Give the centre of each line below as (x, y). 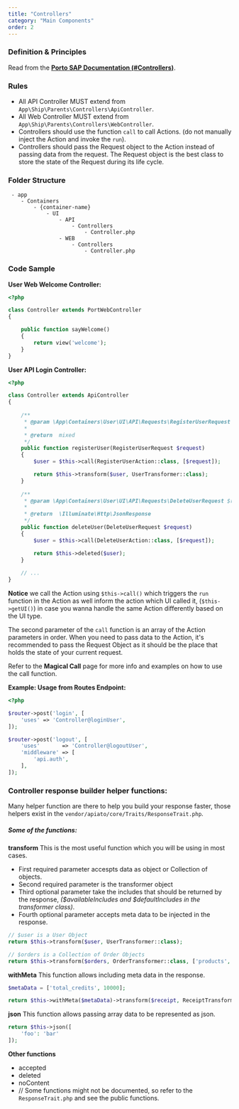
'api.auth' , (51, 759)
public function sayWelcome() (66, 330)
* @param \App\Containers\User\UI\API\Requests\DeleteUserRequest (124, 501)
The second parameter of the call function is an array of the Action (107, 630)
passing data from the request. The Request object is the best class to (121, 154)
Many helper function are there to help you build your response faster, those (119, 806)
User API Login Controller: (48, 370)
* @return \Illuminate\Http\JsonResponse (88, 514)
